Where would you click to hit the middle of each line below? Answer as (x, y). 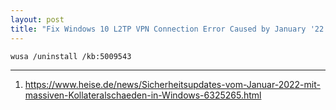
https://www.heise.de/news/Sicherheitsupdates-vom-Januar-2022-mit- (172, 85)
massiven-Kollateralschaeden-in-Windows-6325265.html (143, 95)
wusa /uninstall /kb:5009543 (71, 56)
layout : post (37, 19)
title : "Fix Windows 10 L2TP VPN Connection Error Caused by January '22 (167, 29)
